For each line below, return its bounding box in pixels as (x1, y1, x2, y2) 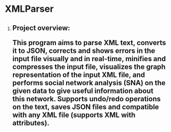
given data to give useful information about (12, 86, 154, 95)
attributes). (12, 119, 50, 127)
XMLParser (5, 3, 54, 15)
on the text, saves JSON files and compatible (12, 102, 159, 111)
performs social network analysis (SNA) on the (12, 78, 166, 87)
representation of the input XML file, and (12, 70, 145, 79)
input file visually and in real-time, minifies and (12, 54, 166, 63)
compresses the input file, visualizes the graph (12, 62, 166, 71)
